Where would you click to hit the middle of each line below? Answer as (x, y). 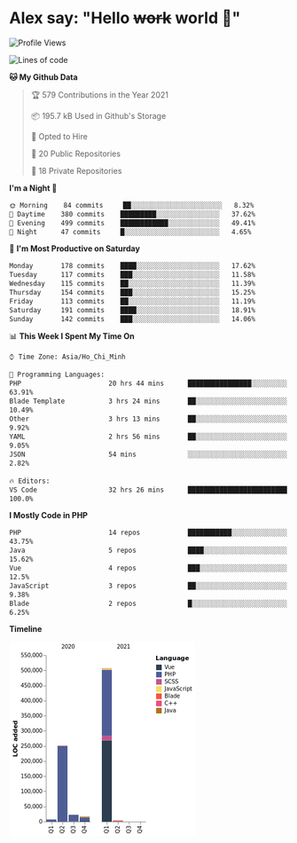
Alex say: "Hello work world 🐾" (125, 18)
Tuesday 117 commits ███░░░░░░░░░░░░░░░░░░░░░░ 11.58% (132, 274)
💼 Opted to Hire (59, 136)
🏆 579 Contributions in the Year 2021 (99, 95)
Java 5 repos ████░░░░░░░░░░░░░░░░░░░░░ (148, 550)
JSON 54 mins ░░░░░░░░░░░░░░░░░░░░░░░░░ (148, 454)
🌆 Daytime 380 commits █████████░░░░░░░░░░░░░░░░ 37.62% (132, 214)
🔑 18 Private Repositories (76, 170)
